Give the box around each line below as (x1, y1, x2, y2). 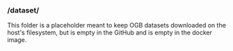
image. (7, 36, 27, 44)
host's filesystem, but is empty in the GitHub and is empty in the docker (7, 28, 213, 37)
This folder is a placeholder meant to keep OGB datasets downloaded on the (7, 21, 226, 30)
